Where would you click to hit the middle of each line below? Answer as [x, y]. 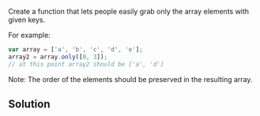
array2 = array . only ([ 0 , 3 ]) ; [58, 57]
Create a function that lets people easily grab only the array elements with [129, 11]
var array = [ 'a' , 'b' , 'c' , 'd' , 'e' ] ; [76, 50]
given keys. [27, 20]
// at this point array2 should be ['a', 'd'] [86, 64]
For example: [30, 35]
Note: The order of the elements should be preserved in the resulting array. [130, 79]
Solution [29, 105]
